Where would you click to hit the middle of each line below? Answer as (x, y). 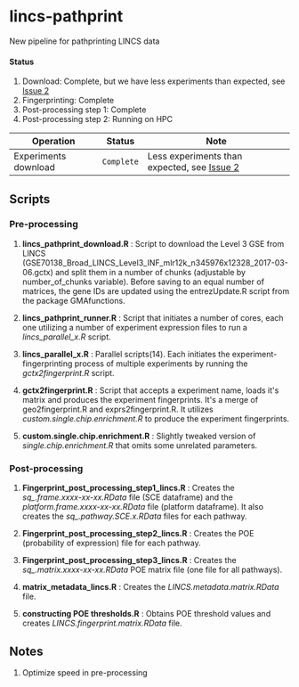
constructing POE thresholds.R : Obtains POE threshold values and (146, 614)
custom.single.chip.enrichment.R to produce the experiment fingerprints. (156, 418)
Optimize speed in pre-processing (85, 672)
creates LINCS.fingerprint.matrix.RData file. (102, 623)
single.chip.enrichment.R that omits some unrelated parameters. (140, 445)
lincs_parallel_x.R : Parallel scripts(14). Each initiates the (126, 354)
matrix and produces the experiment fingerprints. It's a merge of (140, 399)
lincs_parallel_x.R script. (66, 337)
